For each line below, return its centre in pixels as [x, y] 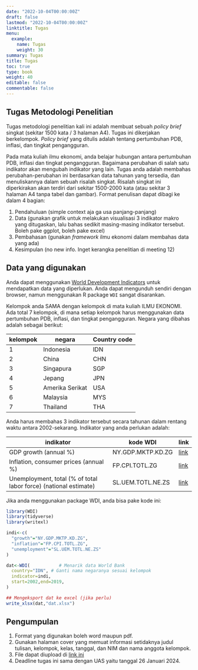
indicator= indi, [31, 576]
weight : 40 [19, 77]
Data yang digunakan [46, 268]
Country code [113, 339]
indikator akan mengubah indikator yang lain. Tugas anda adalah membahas [98, 169]
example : [22, 39]
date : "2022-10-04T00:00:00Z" [43, 11]
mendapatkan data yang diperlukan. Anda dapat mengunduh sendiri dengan [99, 288]
